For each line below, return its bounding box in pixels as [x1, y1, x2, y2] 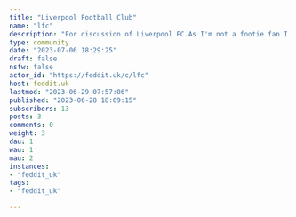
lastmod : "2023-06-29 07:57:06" [9, 87, 129, 96]
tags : [9, 179, 29, 188]
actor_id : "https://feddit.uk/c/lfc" [9, 71, 149, 80]
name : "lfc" [9, 21, 53, 30]
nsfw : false [9, 63, 53, 72]
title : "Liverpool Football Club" [9, 12, 138, 22]
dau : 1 [9, 137, 34, 146]
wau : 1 [9, 145, 34, 154]
